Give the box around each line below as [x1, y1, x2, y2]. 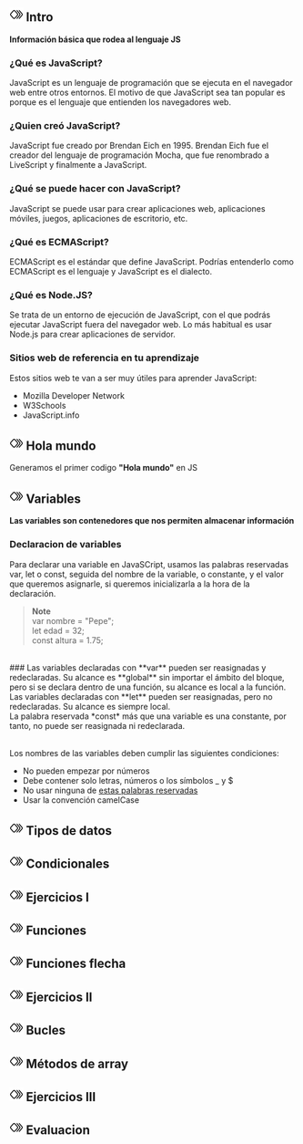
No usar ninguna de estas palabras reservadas [22, 785, 198, 796]
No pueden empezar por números [22, 765, 150, 776]
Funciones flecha [25, 956, 126, 972]
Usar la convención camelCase [22, 794, 139, 806]
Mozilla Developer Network [22, 390, 126, 400]
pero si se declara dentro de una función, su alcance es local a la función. [9, 681, 287, 692]
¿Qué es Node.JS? [9, 288, 93, 301]
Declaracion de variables [9, 538, 122, 551]
